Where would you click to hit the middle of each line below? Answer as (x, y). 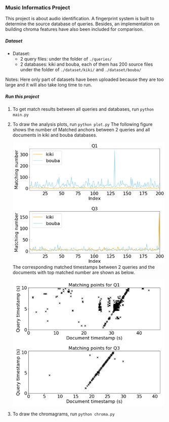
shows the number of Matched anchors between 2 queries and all (81, 130)
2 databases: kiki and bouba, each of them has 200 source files (87, 64)
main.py (20, 115)
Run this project (22, 96)
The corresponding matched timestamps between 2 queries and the (84, 267)
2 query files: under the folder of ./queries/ (66, 59)
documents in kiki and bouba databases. (55, 135)
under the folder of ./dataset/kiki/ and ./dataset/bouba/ (81, 70)
